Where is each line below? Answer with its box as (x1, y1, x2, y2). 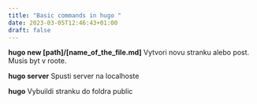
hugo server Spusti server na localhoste (8, 72, 140, 81)
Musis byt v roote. (8, 56, 67, 65)
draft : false (8, 26, 51, 34)
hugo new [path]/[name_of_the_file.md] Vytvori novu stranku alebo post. (8, 48, 250, 58)
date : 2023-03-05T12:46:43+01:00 (8, 19, 118, 27)
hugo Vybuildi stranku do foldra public (8, 87, 133, 96)
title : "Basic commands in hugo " (8, 11, 122, 20)
